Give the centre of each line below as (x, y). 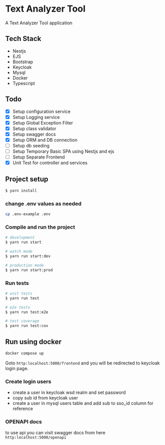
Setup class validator (34, 128)
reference (23, 409)
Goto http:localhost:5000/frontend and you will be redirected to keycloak (82, 363)
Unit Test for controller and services (50, 163)
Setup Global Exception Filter (43, 123)
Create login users (28, 381)
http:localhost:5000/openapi (36, 438)
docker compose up (24, 353)
